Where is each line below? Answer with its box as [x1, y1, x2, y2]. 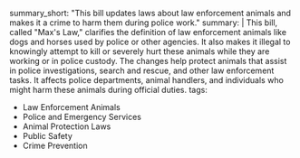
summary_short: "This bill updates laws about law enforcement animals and [9, 8, 292, 18]
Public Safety [22, 131, 73, 141]
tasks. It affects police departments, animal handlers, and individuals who [9, 75, 284, 85]
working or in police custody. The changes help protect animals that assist [9, 56, 287, 66]
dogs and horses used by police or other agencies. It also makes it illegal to [9, 36, 291, 47]
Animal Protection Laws [22, 121, 111, 132]
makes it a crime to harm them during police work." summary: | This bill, [9, 17, 278, 28]
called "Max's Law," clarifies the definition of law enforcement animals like [9, 27, 287, 37]
